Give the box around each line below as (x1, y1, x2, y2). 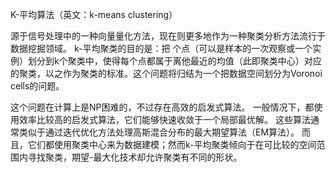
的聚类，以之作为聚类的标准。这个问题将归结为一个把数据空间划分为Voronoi (10, 68, 323, 79)
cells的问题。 (10, 80, 65, 92)
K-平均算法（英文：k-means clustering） (10, 9, 178, 20)
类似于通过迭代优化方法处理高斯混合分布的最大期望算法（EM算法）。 (18, 126, 300, 138)
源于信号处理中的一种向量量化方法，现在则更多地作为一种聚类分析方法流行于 (10, 30, 326, 42)
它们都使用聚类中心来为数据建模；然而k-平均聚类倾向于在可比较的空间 (27, 139, 317, 150)
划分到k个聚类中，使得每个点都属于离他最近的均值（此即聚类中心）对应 (27, 55, 322, 67)
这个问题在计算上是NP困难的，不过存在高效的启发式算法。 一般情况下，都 (10, 101, 315, 113)
